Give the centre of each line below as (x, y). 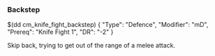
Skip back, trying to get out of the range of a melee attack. (91, 46)
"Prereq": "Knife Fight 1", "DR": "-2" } (60, 32)
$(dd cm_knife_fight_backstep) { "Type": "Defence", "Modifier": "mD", (108, 25)
